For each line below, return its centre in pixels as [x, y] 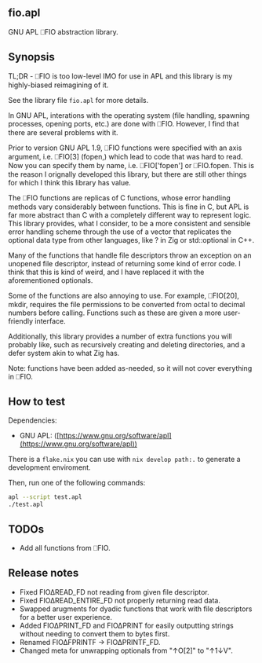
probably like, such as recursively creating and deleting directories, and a [127, 344]
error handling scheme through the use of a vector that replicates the [120, 232]
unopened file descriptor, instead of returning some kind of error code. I [124, 263]
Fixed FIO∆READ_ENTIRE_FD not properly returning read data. [120, 600]
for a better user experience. [65, 617]
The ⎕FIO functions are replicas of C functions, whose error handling [119, 198]
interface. [51, 321]
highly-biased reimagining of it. [58, 85]
